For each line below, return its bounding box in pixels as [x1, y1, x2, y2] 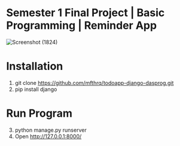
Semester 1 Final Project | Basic [6, 6, 165, 20]
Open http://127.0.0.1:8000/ [14, 132, 82, 140]
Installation [6, 60, 63, 73]
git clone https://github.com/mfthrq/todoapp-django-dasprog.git [14, 79, 174, 86]
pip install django [14, 86, 57, 93]
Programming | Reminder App [6, 19, 157, 32]
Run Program [6, 107, 73, 120]
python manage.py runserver [14, 126, 87, 133]
